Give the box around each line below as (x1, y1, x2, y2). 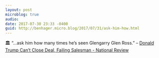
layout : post (5, 7, 32, 12)
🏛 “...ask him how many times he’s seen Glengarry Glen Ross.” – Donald (5, 40, 154, 46)
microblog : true (5, 12, 39, 17)
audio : (5, 16, 19, 21)
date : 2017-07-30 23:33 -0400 (5, 21, 68, 26)
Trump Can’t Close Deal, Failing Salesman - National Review (5, 47, 129, 53)
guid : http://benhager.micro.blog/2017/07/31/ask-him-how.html (5, 26, 140, 31)
